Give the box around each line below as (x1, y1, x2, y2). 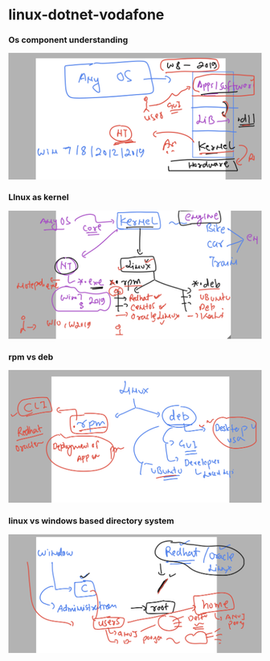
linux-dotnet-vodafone (8, 6, 165, 24)
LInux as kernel (8, 191, 70, 203)
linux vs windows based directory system (8, 515, 174, 527)
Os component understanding (8, 35, 129, 46)
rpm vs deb (8, 351, 54, 363)
